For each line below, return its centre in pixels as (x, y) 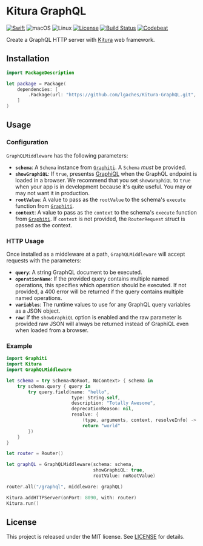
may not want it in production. (52, 193)
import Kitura (24, 364)
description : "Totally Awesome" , (113, 403)
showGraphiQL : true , (119, 470)
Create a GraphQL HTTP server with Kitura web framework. (81, 39)
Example (19, 345)
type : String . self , (96, 398)
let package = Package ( (36, 84)
